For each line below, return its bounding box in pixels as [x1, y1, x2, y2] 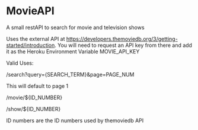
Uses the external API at [6, 35, 65, 42]
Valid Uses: [6, 59, 34, 66]
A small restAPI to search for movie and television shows [6, 24, 145, 31]
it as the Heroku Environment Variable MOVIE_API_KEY [6, 47, 140, 55]
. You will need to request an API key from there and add [54, 42, 193, 49]
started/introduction [6, 42, 55, 49]
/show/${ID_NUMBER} [6, 105, 61, 112]
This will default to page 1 [6, 82, 69, 90]
